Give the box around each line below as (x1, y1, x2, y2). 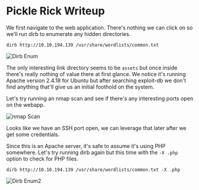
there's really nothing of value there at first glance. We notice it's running (6, 70, 186, 77)
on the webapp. (6, 101, 45, 108)
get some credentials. (6, 131, 60, 138)
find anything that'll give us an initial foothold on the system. (6, 83, 154, 91)
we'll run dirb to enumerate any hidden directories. (6, 30, 131, 37)
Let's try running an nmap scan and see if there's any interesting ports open (6, 95, 194, 102)
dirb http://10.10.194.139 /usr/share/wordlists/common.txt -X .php (6, 167, 180, 173)
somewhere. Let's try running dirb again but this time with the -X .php (6, 149, 178, 156)
